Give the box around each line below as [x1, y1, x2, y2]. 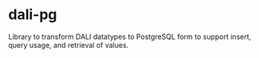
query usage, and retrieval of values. [8, 40, 129, 49]
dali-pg [8, 6, 57, 24]
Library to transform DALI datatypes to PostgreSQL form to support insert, [8, 32, 252, 41]
